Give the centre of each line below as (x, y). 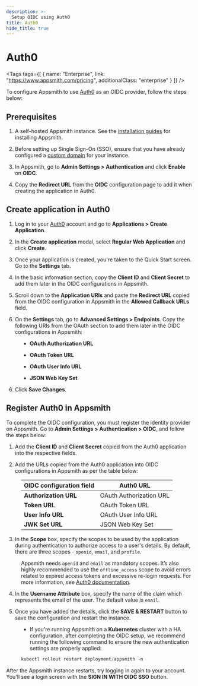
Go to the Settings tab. (43, 265)
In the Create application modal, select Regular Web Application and (100, 242)
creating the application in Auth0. (55, 191)
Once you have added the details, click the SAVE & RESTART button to (101, 611)
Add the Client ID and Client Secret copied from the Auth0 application (100, 447)
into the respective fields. (46, 453)
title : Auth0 (22, 23)
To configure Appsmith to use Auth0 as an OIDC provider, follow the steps (96, 92)
